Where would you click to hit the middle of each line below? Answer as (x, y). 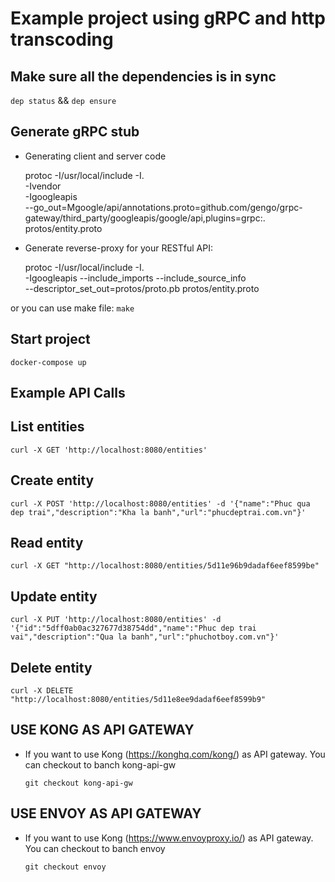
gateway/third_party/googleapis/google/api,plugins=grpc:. (145, 218)
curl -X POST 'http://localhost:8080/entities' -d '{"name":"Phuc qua (160, 503)
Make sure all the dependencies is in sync (143, 76)
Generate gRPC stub (75, 132)
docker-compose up (48, 362)
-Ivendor (43, 186)
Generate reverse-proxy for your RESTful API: (119, 248)
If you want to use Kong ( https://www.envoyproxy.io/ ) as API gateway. (169, 838)
